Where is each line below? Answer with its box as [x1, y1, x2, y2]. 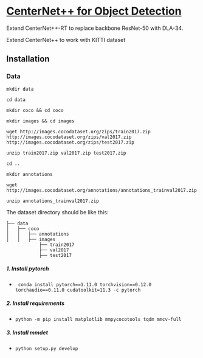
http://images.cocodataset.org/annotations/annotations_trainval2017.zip [6, 187, 198, 193]
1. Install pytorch [6, 265, 49, 272]
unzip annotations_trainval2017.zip [6, 198, 99, 204]
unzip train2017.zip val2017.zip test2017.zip [6, 150, 126, 156]
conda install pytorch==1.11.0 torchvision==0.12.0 [18, 281, 152, 287]
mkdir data [6, 86, 34, 92]
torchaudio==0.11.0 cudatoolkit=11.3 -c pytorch [15, 287, 141, 293]
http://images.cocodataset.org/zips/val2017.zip [6, 134, 132, 140]
